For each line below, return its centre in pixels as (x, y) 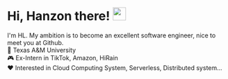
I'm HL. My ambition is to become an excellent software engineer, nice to (112, 35)
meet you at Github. (35, 42)
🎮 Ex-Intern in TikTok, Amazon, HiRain (63, 58)
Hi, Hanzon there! (59, 16)
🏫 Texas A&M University (42, 50)
